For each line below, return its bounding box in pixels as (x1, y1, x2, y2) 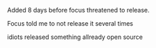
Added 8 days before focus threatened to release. (7, 6, 150, 14)
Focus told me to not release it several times (7, 19, 134, 27)
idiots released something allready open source (7, 33, 144, 41)
